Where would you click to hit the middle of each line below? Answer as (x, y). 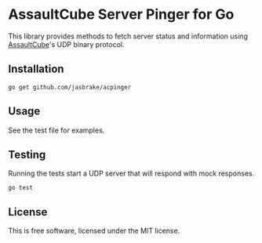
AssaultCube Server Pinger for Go (121, 15)
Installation (36, 69)
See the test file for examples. (56, 130)
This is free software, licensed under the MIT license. (94, 231)
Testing (27, 154)
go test (21, 188)
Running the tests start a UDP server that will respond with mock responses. (131, 173)
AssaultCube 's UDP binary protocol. (66, 44)
